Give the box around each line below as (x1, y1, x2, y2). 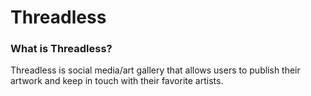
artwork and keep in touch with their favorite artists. (10, 75, 224, 87)
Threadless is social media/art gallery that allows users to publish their (10, 64, 301, 76)
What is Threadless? (10, 42, 113, 56)
